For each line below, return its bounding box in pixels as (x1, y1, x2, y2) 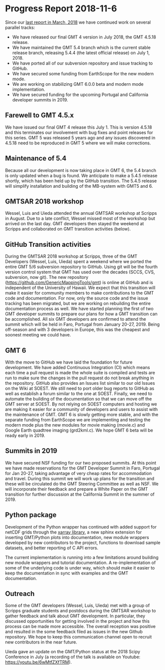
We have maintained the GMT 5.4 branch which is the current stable (12, 44, 151, 50)
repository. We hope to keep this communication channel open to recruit (5, 634, 152, 640)
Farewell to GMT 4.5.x (5, 111, 74, 120)
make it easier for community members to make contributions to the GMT (5, 290, 154, 296)
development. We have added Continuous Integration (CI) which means (5, 365, 150, 370)
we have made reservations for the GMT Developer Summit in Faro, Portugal (5, 465, 160, 471)
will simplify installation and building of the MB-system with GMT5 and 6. (5, 183, 153, 189)
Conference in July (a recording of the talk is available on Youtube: (5, 654, 140, 660)
